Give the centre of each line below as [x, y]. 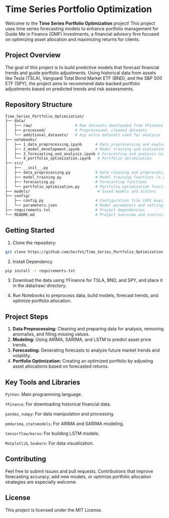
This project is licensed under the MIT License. [54, 510]
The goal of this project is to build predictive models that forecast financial [82, 67]
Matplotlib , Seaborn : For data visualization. [50, 443]
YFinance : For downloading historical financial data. [58, 404]
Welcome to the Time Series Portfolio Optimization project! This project [80, 23]
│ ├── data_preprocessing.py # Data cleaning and [72, 172]
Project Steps [27, 316]
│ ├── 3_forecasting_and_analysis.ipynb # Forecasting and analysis [81, 154]
